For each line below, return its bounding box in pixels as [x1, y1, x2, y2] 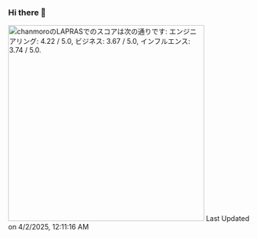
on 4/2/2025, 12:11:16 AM [8, 223, 89, 232]
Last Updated [205, 214, 250, 223]
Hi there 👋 [8, 7, 47, 18]
